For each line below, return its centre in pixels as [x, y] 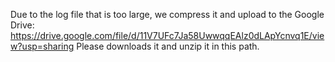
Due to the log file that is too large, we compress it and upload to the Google [167, 14]
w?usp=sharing [42, 46]
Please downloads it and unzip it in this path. [168, 46]
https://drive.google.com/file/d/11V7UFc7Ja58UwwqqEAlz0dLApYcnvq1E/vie [167, 35]
